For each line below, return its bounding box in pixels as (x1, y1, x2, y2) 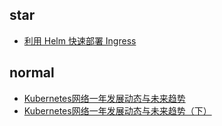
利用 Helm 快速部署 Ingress (23, 34, 137, 47)
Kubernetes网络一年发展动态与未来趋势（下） (23, 104, 212, 117)
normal (9, 64, 55, 82)
